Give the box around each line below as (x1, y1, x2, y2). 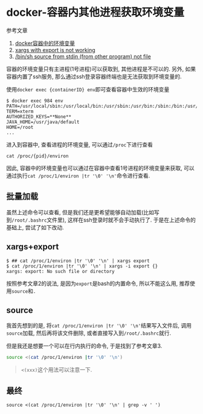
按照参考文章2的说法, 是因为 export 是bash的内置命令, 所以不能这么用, (6, 280, 178, 287)
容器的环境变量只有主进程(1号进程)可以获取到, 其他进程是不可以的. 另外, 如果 (6, 65, 196, 73)
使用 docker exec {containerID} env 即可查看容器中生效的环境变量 (6, 85, 170, 93)
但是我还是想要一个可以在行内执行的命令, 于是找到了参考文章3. (6, 343, 163, 350)
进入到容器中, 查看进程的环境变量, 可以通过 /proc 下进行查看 (6, 140, 153, 148)
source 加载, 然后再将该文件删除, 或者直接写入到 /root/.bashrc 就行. (6, 329, 172, 337)
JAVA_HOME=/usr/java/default (6, 119, 80, 125)
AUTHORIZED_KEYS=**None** (6, 113, 71, 120)
